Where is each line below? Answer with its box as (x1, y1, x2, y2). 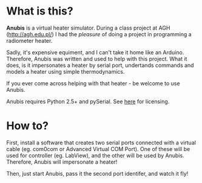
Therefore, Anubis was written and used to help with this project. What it (6, 55, 187, 62)
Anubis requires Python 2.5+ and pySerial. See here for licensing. (6, 98, 170, 105)
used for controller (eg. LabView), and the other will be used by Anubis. (6, 152, 184, 159)
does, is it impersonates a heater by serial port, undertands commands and (6, 62, 194, 69)
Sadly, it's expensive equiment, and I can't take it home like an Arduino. (6, 48, 184, 56)
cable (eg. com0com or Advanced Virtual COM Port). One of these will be (6, 145, 190, 152)
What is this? (6, 4, 74, 18)
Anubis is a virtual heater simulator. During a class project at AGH (6, 24, 170, 31)
